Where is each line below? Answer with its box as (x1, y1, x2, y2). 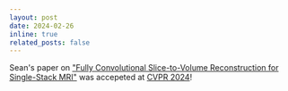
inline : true (9, 29, 58, 38)
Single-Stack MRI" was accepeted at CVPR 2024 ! (9, 72, 193, 83)
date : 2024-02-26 (9, 21, 74, 30)
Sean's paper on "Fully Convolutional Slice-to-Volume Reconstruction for (9, 62, 279, 73)
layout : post (9, 12, 58, 22)
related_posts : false (9, 37, 91, 47)
